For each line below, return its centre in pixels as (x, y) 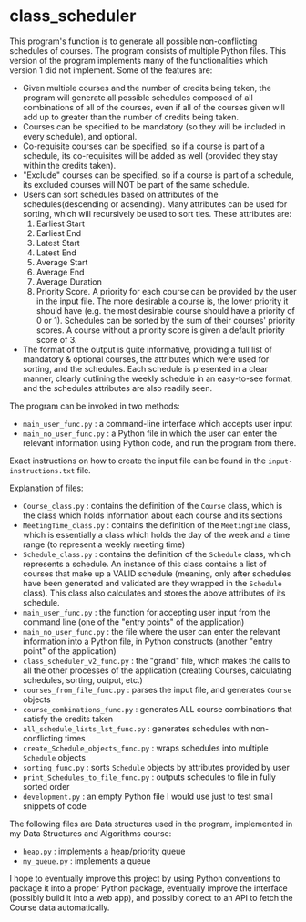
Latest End (56, 253)
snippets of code (54, 806)
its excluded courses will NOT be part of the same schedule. (136, 184)
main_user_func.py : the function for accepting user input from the (147, 612)
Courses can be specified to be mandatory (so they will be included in (154, 126)
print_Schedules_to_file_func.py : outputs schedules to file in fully (149, 777)
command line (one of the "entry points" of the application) (133, 622)
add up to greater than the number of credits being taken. (131, 117)
